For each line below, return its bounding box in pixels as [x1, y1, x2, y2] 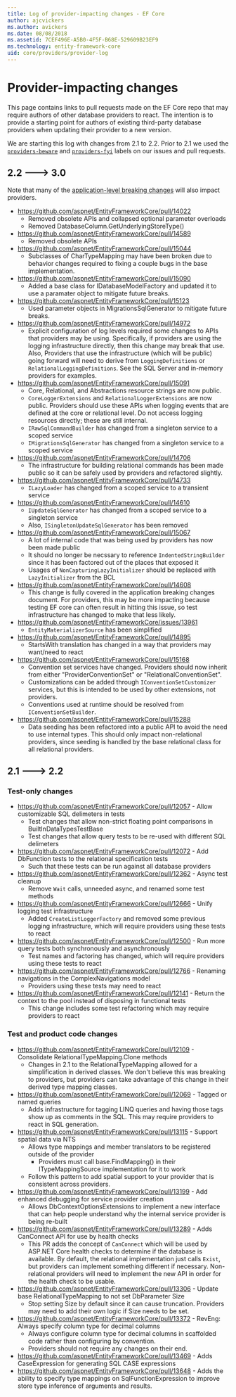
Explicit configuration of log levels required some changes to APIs [27, 326, 219, 335]
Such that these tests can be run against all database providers [27, 862, 211, 871]
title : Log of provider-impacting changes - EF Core [7, 10, 165, 18]
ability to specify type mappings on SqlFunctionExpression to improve [17, 1374, 220, 1382]
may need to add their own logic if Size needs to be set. [27, 1306, 190, 1315]
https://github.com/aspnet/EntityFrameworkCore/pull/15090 [17, 274, 191, 282]
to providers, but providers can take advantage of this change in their [27, 1075, 229, 1083]
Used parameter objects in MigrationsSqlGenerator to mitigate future [27, 304, 227, 312]
